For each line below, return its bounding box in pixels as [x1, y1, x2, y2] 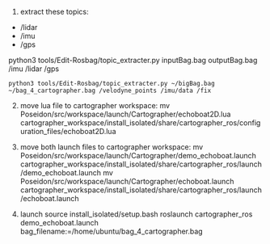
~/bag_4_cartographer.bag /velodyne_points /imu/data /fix [8, 86, 212, 95]
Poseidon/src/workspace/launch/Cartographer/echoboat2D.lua [19, 109, 231, 119]
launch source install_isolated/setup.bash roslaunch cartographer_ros [19, 209, 253, 219]
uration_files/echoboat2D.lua [19, 127, 116, 136]
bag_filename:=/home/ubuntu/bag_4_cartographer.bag [19, 226, 204, 236]
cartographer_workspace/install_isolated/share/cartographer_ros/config [19, 118, 261, 128]
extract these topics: [19, 7, 89, 16]
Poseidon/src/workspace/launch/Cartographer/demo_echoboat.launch [19, 151, 257, 160]
